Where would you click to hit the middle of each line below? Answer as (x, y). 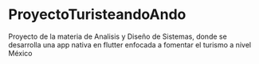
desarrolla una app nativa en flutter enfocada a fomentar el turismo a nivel (130, 44)
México (20, 53)
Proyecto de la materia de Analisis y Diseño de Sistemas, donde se (118, 36)
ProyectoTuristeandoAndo (97, 15)
